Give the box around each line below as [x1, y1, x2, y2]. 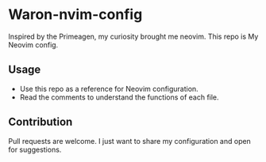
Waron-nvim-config [8, 6, 143, 24]
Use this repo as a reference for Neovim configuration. [19, 84, 199, 93]
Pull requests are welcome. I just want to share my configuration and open [8, 136, 252, 145]
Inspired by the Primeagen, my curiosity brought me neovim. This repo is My [8, 32, 259, 41]
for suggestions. [8, 145, 62, 154]
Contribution [8, 115, 73, 129]
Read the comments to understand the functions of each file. [19, 92, 220, 102]
